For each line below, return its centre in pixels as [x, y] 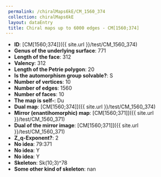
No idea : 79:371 [33, 144]
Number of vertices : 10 [42, 82]
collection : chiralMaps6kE [41, 17]
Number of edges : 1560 [43, 88]
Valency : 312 [30, 63]
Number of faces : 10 [39, 94]
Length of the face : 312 [42, 57]
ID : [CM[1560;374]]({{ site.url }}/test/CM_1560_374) [76, 45]
